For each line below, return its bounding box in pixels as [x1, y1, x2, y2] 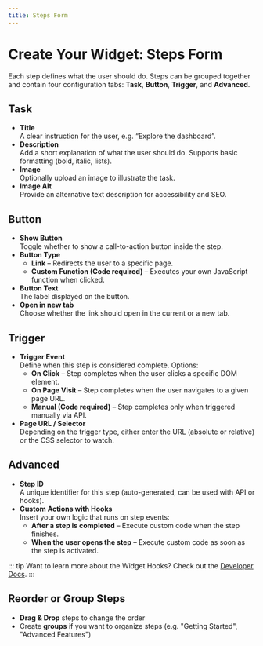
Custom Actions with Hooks [19, 504, 113, 513]
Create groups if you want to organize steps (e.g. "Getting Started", [19, 621, 238, 630]
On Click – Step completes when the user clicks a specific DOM [31, 369, 237, 378]
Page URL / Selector [19, 419, 86, 428]
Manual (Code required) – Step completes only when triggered [31, 402, 236, 411]
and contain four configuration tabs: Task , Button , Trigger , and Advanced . [8, 79, 250, 89]
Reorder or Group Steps [8, 592, 126, 605]
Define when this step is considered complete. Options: [19, 360, 199, 370]
